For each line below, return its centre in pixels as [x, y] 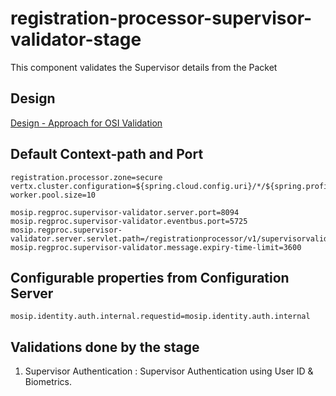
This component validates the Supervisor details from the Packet [144, 67]
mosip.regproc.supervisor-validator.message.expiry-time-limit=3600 [156, 247]
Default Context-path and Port [107, 154]
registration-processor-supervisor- [161, 18]
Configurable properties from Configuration [150, 277]
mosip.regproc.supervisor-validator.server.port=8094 [125, 212]
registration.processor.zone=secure [86, 177]
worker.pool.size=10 [53, 195]
